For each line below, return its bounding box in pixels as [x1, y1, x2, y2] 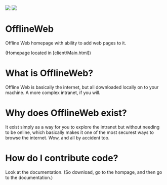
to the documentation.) [5, 174, 53, 180]
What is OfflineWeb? [5, 68, 94, 79]
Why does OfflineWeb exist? [5, 107, 128, 119]
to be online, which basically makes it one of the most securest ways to [5, 129, 154, 135]
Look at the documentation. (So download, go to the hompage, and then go [5, 169, 162, 175]
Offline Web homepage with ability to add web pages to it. [5, 40, 127, 46]
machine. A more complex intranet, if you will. [5, 89, 101, 96]
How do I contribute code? [5, 153, 118, 164]
